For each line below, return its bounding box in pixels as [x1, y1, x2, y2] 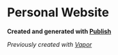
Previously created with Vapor [7, 40, 92, 48]
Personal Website [7, 5, 109, 20]
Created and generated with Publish [7, 27, 111, 35]
